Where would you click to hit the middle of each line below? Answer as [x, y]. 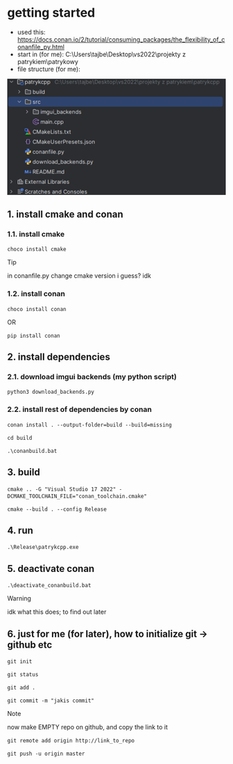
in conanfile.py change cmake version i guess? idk [79, 276]
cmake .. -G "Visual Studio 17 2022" [62, 489]
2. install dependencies [59, 357]
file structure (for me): [49, 69]
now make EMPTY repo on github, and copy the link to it [88, 727]
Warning [19, 598]
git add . [21, 687]
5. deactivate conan [51, 568]
